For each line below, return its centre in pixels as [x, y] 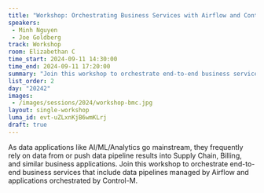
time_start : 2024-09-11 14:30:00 [63, 60]
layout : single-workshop [49, 111]
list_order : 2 [31, 81]
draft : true [27, 125]
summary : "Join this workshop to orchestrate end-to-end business [119, 74]
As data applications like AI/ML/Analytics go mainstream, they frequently [126, 147]
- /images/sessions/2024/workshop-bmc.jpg [82, 103]
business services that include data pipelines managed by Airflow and [136, 172]
